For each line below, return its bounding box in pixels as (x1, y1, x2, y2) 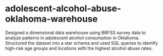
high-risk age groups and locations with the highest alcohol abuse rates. (5, 45, 153, 51)
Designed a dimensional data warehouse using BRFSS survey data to (5, 29, 146, 35)
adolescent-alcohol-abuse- (5, 3, 121, 14)
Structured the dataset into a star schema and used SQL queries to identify (5, 40, 158, 46)
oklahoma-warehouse (5, 13, 98, 25)
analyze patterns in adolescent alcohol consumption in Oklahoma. (5, 35, 140, 41)
